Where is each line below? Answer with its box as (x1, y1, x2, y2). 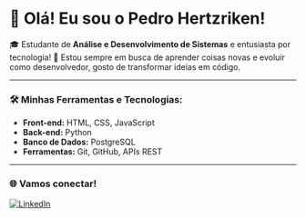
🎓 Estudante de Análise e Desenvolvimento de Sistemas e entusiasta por (9, 38, 291, 49)
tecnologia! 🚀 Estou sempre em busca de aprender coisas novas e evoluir (9, 52, 285, 63)
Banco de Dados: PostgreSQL (22, 136, 137, 148)
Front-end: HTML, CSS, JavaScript (22, 117, 155, 128)
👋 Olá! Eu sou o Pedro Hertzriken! (9, 8, 266, 29)
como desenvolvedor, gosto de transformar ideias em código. (9, 61, 241, 72)
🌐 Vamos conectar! (9, 177, 97, 190)
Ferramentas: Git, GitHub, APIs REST (22, 146, 163, 157)
